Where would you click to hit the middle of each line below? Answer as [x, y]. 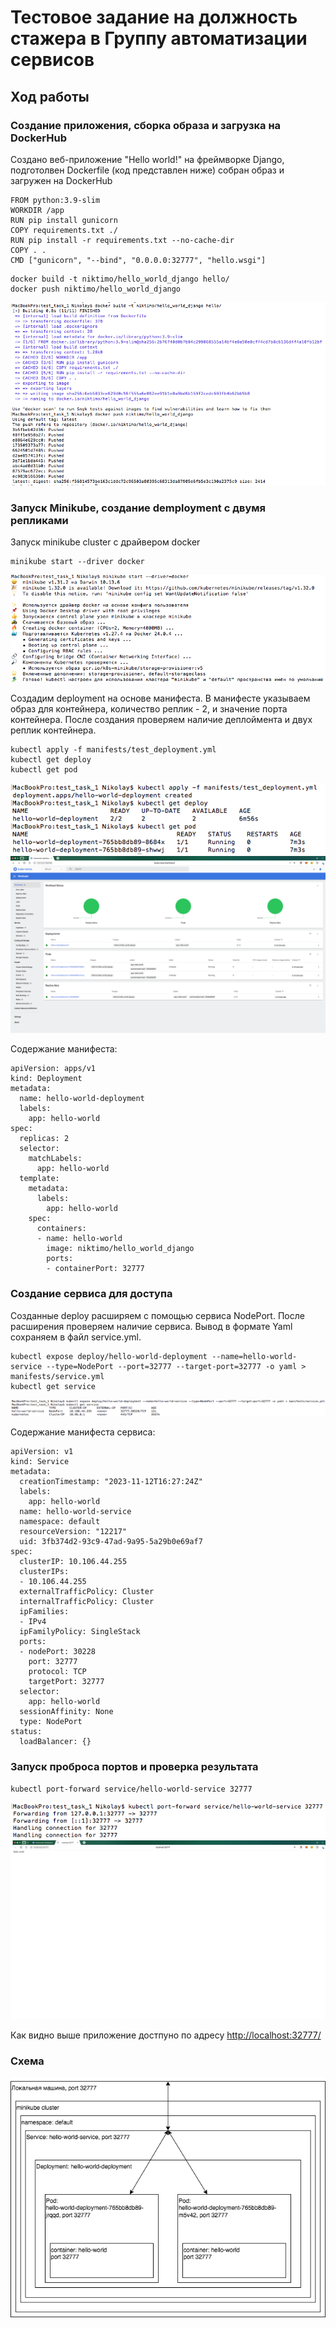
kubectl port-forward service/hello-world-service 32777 [131, 1789]
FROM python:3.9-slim [55, 200]
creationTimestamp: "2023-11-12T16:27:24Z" [111, 1482]
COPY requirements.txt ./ [64, 230]
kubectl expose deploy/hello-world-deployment [109, 1356]
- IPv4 [33, 1622]
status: [26, 1732]
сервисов [52, 60]
